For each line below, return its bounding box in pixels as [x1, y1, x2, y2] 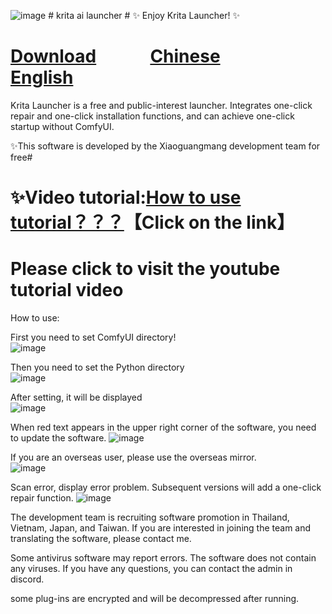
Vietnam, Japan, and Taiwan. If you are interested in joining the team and [10, 522, 312, 534]
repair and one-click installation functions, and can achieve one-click [10, 110, 295, 122]
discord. [10, 573, 45, 585]
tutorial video [10, 279, 124, 302]
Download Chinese [10, 45, 221, 68]
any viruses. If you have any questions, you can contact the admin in [10, 563, 293, 575]
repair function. [10, 492, 74, 504]
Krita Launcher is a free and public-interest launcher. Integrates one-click [10, 99, 313, 111]
